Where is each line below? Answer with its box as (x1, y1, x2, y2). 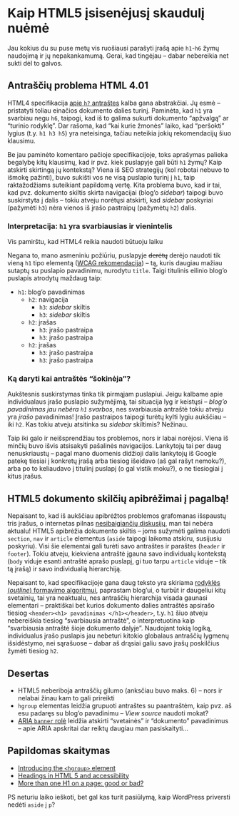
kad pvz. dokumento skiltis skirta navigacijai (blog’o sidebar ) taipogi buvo (7, 188, 223, 197)
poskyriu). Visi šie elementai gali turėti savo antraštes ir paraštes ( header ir (7, 542, 226, 551)
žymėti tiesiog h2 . (7, 647, 59, 656)
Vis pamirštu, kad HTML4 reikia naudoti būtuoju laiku (7, 238, 163, 246)
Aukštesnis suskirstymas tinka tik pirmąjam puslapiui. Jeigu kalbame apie (7, 390, 223, 399)
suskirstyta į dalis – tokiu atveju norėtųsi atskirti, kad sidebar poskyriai (7, 195, 213, 204)
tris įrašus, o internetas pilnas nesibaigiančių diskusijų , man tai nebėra (7, 519, 213, 528)
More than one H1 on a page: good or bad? (17, 779, 144, 787)
